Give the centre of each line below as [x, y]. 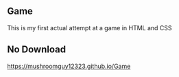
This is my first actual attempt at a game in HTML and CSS [90, 27]
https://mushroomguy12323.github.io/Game [69, 66]
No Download [37, 50]
